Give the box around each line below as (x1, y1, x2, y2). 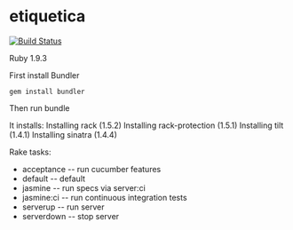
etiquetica (9, 6, 86, 27)
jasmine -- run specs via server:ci (21, 182, 146, 193)
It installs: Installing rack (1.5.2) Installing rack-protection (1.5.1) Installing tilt (9, 120, 284, 131)
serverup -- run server (21, 202, 105, 212)
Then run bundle (9, 102, 70, 113)
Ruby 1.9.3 (9, 52, 47, 63)
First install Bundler (9, 69, 80, 81)
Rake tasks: (9, 147, 51, 157)
